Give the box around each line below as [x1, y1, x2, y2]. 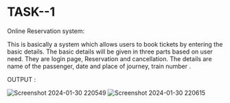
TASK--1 [7, 4, 56, 20]
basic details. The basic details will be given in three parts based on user [7, 47, 213, 56]
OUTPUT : [7, 75, 36, 83]
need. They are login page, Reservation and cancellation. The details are [7, 54, 212, 62]
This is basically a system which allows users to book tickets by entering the [7, 40, 223, 48]
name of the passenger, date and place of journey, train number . [7, 62, 191, 70]
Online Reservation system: [7, 27, 84, 35]
